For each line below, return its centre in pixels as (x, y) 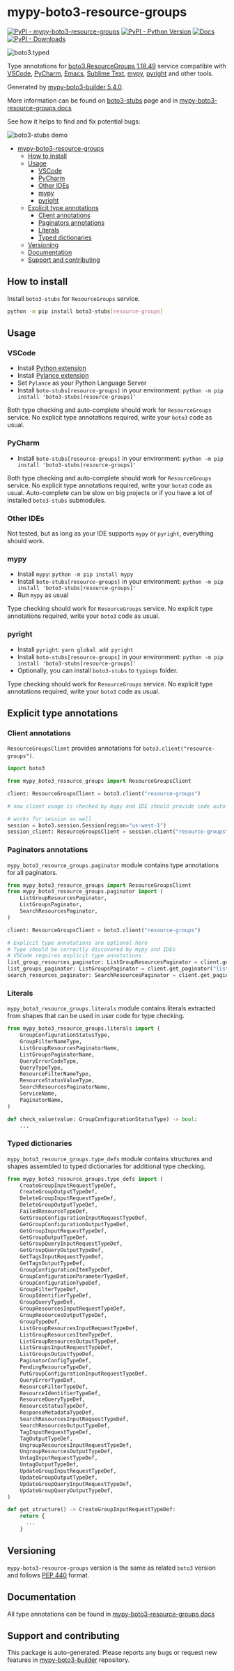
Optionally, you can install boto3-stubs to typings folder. (97, 670)
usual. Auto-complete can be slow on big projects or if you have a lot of (110, 492)
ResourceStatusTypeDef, (54, 1406)
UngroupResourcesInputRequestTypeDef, (76, 1445)
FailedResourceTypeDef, (54, 1212)
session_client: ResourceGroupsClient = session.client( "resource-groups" (118, 832)
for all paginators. (32, 872)
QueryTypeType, (42, 1068)
